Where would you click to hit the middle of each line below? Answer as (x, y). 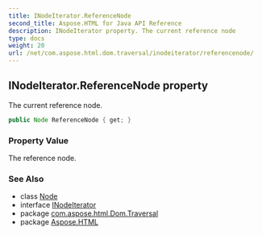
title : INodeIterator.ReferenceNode (70, 16)
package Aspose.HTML (59, 222)
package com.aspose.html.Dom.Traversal (89, 213)
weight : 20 (27, 46)
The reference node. (42, 158)
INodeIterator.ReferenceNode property (108, 86)
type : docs (27, 38)
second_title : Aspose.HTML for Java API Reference (95, 23)
